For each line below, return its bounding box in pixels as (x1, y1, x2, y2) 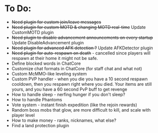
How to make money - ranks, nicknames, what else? (11, 117, 117, 123)
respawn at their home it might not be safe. (11, 55, 98, 61)
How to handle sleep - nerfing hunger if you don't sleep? (11, 91, 125, 97)
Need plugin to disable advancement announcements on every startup (11, 35, 153, 40)
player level (11, 112, 35, 118)
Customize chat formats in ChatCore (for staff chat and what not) (11, 65, 142, 71)
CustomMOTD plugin (11, 29, 54, 35)
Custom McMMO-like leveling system (11, 71, 87, 76)
